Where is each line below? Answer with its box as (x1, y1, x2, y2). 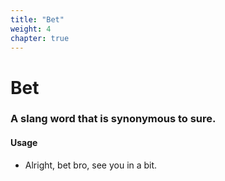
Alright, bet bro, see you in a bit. (24, 159, 158, 171)
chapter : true (10, 33, 70, 43)
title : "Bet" (10, 14, 65, 25)
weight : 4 (10, 24, 52, 34)
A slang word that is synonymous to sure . (10, 112, 217, 126)
